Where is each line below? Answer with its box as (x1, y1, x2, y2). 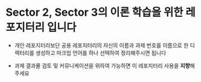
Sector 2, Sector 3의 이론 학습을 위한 (5, 5, 183, 19)
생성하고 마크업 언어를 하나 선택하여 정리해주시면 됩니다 (35, 49, 167, 56)
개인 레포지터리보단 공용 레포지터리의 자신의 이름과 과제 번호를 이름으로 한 (14, 42, 189, 49)
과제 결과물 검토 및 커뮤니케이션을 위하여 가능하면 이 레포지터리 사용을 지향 (14, 61, 191, 69)
